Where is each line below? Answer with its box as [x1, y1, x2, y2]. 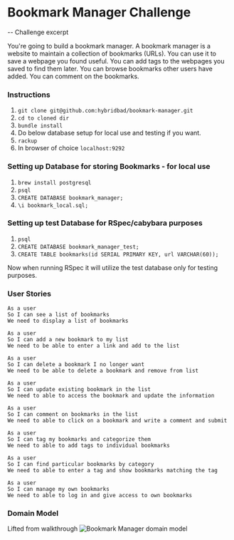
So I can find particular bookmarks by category [7, 461, 154, 468]
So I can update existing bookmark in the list [7, 386, 151, 393]
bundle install [17, 123, 63, 130]
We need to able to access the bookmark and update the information [7, 393, 215, 400]
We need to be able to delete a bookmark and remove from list [7, 368, 199, 375]
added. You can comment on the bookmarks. [7, 72, 140, 81]
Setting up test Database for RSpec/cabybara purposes [7, 218, 203, 228]
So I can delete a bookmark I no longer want [7, 361, 144, 368]
